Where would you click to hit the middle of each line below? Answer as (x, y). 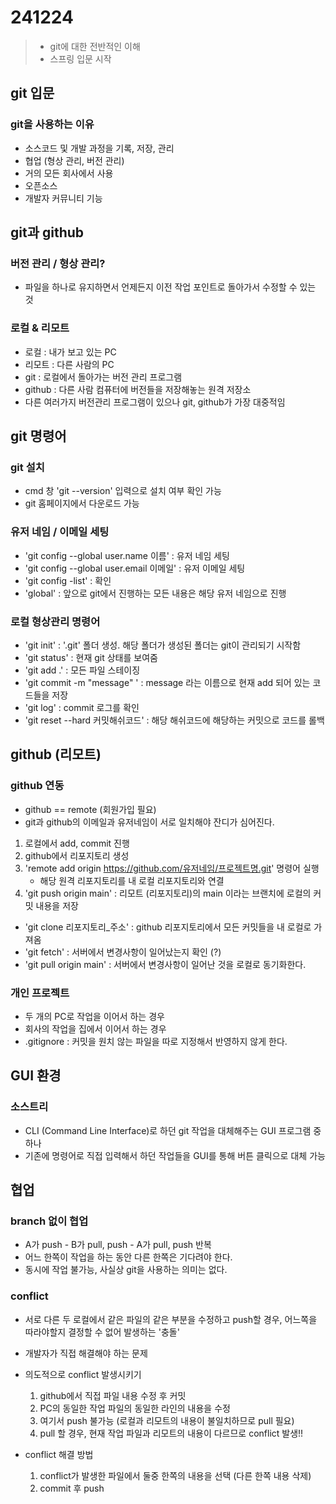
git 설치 (27, 467)
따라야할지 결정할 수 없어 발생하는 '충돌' (102, 1332)
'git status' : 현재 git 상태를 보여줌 (91, 657)
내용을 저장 (57, 905)
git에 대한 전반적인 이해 (95, 46)
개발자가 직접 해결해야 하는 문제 (86, 1353)
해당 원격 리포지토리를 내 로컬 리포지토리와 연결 (132, 880)
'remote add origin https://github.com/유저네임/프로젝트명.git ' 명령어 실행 (172, 868)
